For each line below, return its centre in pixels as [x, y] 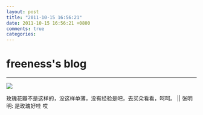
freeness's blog [47, 64]
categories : [21, 34]
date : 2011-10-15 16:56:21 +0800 [48, 23]
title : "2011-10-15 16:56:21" [44, 17]
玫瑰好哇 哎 [34, 106]
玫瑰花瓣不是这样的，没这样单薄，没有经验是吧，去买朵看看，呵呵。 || [94, 98]
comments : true [25, 29]
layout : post [23, 12]
